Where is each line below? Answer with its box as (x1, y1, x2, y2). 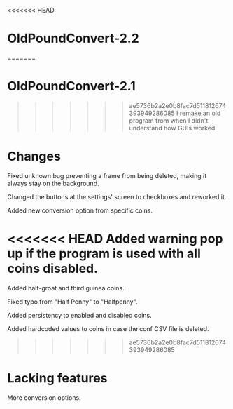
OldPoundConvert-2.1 (7, 79, 136, 94)
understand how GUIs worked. (129, 123, 217, 132)
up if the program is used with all (7, 246, 202, 262)
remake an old (179, 109, 221, 117)
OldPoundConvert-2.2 (7, 31, 140, 46)
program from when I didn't (129, 116, 209, 125)
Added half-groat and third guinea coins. (7, 283, 125, 292)
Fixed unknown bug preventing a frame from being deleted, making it (7, 171, 207, 180)
